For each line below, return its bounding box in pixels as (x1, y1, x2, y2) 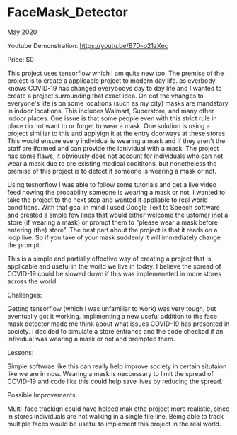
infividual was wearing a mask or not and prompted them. (7, 334, 175, 343)
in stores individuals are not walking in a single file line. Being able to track (7, 412, 224, 420)
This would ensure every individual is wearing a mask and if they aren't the (7, 136, 226, 145)
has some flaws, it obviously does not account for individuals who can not (7, 152, 224, 160)
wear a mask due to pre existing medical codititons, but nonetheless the (7, 159, 217, 167)
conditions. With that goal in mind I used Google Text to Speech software (7, 203, 221, 211)
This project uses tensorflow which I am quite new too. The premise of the (7, 69, 224, 77)
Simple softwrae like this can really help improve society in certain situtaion (7, 362, 227, 371)
